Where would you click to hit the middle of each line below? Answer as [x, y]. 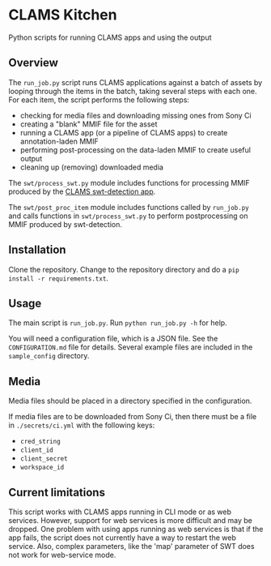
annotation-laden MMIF [59, 141]
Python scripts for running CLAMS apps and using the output [110, 37]
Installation [37, 250]
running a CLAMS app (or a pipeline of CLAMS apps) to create [124, 132]
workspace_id [42, 468]
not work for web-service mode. [62, 555]
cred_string [40, 442]
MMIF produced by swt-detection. [66, 224]
